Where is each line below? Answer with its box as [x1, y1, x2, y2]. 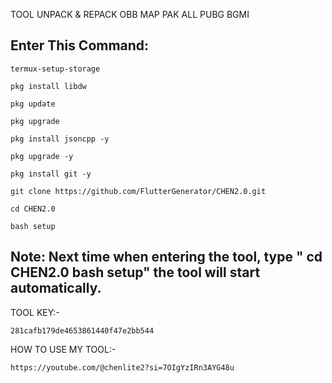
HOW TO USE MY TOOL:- [10, 343, 117, 355]
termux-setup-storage [10, 64, 101, 74]
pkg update [10, 99, 56, 109]
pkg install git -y [10, 169, 92, 179]
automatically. [10, 280, 102, 297]
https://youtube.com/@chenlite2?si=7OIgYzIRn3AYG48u [10, 362, 235, 373]
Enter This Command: [10, 37, 150, 54]
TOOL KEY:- [10, 306, 60, 318]
